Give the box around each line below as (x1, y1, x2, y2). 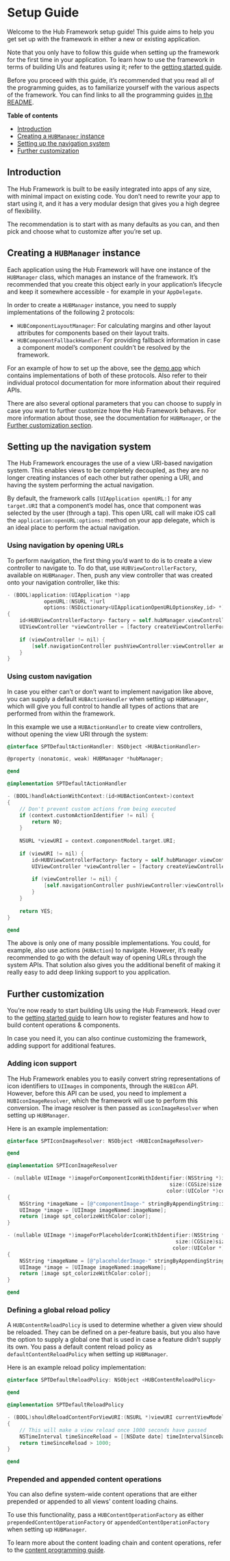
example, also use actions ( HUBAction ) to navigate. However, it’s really (7, 946, 203, 955)
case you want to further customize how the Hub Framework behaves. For (7, 406, 217, 414)
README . (7, 98, 34, 106)
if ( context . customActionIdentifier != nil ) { (19, 812, 155, 819)
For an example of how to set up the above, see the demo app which (7, 364, 201, 372)
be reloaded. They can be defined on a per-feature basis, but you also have (7, 1328, 220, 1336)
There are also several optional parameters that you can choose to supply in (7, 399, 222, 407)
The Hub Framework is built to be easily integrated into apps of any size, (7, 184, 212, 193)
